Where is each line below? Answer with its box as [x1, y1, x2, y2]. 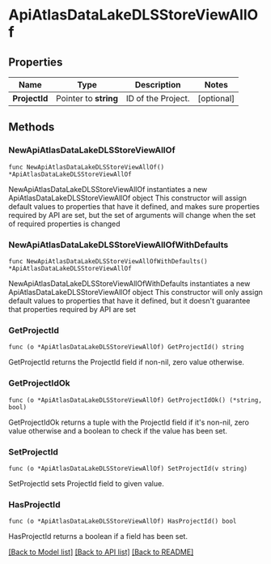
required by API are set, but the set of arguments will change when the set [8, 210, 256, 220]
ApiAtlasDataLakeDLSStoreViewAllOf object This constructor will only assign [8, 287, 263, 297]
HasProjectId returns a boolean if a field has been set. [8, 532, 188, 541]
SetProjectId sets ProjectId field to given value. [8, 478, 164, 488]
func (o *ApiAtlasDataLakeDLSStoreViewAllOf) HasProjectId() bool [8, 517, 237, 526]
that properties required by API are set [8, 304, 136, 314]
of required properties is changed [8, 219, 121, 229]
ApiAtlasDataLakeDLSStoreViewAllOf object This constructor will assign [8, 193, 247, 203]
